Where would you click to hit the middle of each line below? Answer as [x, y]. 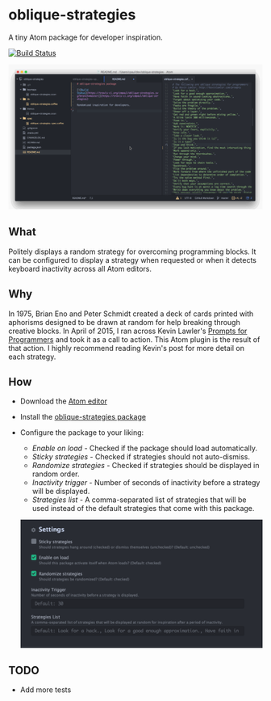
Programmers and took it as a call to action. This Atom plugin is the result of [134, 339]
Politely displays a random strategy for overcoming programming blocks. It [132, 251]
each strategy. [32, 357]
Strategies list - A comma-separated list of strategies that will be [139, 500]
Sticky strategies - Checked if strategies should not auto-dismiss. [141, 457]
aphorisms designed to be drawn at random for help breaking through [124, 322]
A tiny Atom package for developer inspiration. [85, 37]
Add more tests [46, 690]
